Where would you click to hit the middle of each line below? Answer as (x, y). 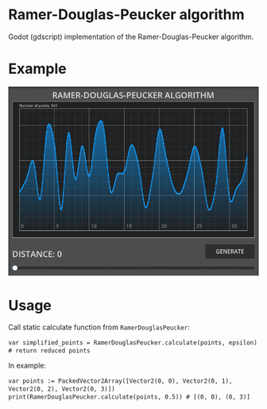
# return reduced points (49, 351)
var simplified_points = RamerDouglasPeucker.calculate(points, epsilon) (133, 343)
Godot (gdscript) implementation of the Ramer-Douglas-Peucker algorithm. (131, 37)
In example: (27, 366)
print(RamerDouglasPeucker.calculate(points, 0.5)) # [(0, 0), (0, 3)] (129, 397)
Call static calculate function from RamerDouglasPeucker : (99, 327)
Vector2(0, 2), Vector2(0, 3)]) (62, 389)
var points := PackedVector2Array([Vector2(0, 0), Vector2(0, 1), (120, 381)
